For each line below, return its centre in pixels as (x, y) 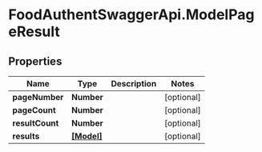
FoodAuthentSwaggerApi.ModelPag (131, 15)
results (26, 136)
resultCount (36, 123)
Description (134, 84)
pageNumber (38, 97)
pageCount (34, 110)
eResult (34, 32)
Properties (35, 61)
